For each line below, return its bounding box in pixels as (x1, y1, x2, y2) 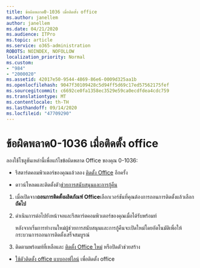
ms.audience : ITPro (6, 32, 56, 38)
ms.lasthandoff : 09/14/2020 (6, 104, 78, 111)
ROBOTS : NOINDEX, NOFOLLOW (6, 49, 75, 55)
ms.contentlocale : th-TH (6, 99, 69, 105)
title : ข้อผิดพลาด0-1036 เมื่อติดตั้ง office (6, 8, 98, 15)
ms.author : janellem (6, 15, 59, 21)
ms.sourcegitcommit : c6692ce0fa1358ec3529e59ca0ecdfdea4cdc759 (6, 88, 170, 94)
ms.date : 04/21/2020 (6, 25, 59, 32)
